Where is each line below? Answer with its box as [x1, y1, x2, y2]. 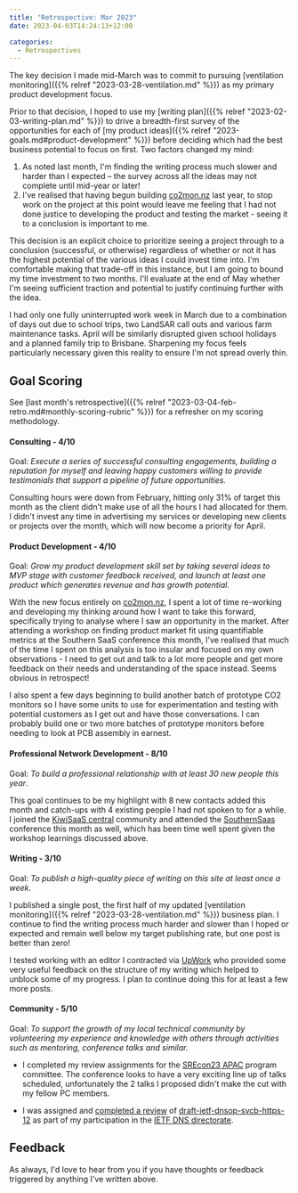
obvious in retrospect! [9, 673, 90, 683]
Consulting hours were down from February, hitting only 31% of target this [9, 492, 281, 503]
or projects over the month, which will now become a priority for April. [9, 520, 266, 531]
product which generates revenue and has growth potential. [9, 580, 230, 591]
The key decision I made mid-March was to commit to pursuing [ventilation [9, 70, 284, 81]
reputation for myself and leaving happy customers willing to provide [9, 465, 262, 477]
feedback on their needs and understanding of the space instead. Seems [9, 663, 278, 674]
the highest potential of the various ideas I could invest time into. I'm [9, 255, 260, 266]
